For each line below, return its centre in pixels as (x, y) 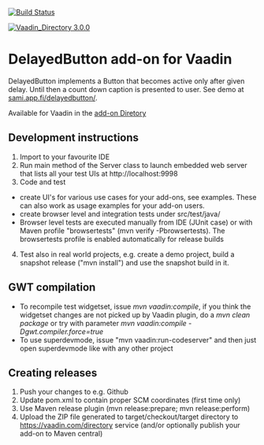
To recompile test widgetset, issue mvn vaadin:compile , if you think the (135, 306)
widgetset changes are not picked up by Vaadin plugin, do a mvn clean (135, 314)
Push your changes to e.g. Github (74, 392)
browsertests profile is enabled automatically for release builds (122, 239)
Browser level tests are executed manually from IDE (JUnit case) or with (136, 222)
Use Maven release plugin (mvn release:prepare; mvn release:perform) (135, 409)
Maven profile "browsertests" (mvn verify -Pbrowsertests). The (122, 230)
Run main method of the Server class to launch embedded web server (133, 165)
